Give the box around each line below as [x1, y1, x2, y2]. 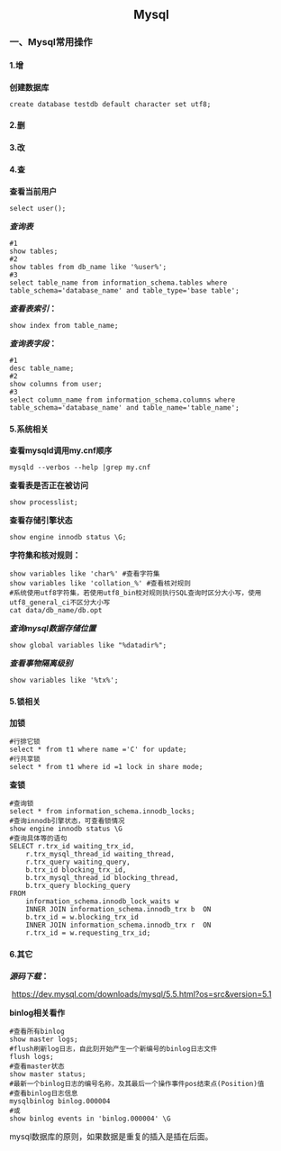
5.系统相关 [9, 423, 50, 434]
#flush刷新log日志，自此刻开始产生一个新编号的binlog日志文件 [9, 1044, 218, 1053]
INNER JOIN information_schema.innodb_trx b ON [25, 905, 212, 914]
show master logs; [9, 1035, 78, 1044]
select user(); [9, 204, 67, 213]
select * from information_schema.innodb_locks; [9, 807, 195, 816]
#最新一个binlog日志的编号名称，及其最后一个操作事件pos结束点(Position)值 [9, 1079, 265, 1088]
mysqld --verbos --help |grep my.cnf [9, 463, 151, 472]
